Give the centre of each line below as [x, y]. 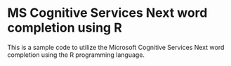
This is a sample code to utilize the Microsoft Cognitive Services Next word [116, 47]
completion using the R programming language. [76, 55]
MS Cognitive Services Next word [107, 13]
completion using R [65, 28]
